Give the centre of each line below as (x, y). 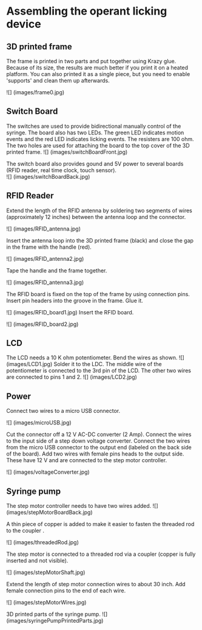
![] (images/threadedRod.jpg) (42, 542)
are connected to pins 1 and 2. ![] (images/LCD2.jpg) (72, 377)
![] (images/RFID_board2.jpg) (42, 324)
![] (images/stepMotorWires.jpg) (46, 603)
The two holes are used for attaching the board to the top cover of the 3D (98, 145)
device (24, 24)
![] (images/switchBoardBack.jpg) (48, 176)
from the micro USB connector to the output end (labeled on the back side (99, 448)
